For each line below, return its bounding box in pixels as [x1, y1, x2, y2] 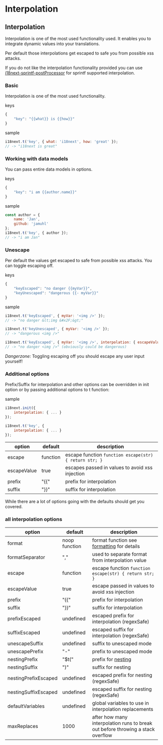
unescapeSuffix [7, 640, 44, 647]
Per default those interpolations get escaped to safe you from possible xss [5, 50, 154, 56]
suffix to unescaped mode [92, 640, 152, 647]
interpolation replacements [92, 706, 154, 712]
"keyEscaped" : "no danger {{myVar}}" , [14, 286, 92, 291]
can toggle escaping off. [5, 263, 54, 268]
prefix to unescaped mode [92, 648, 152, 655]
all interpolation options [5, 516, 63, 523]
